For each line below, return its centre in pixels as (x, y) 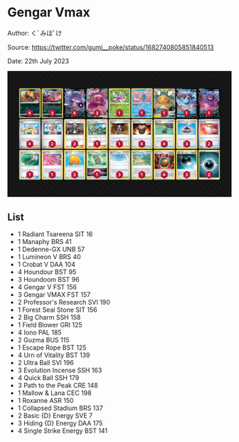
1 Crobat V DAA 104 (47, 265)
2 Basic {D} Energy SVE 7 (55, 416)
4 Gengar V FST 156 (47, 287)
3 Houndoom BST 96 (48, 280)
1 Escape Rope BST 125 (52, 348)
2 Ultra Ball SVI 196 (46, 363)
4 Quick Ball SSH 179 (48, 378)
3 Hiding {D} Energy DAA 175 (60, 423)
